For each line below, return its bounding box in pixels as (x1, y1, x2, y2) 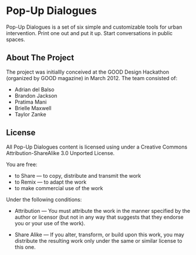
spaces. (6, 36, 25, 43)
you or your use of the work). (14, 219, 86, 226)
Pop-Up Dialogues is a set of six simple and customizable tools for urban (6, 23, 183, 30)
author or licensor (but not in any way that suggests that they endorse (14, 213, 184, 220)
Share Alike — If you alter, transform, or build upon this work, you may (14, 231, 185, 238)
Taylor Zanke (14, 111, 46, 118)
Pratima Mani (14, 98, 47, 105)
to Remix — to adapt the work (14, 178, 87, 185)
